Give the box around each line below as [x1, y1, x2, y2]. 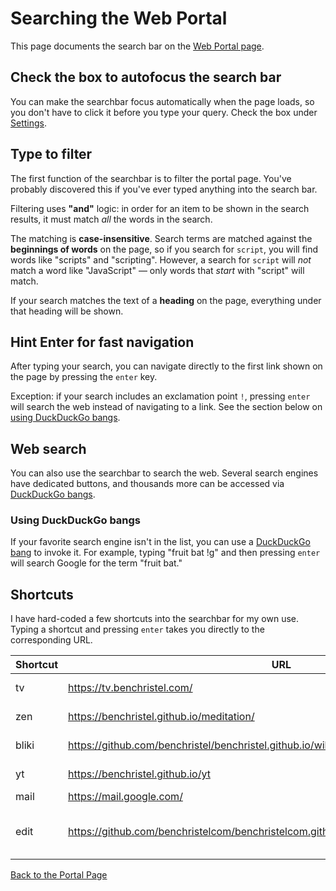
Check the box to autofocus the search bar [10, 69, 282, 86]
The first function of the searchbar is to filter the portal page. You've [10, 172, 292, 184]
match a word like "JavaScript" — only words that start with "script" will [10, 264, 305, 276]
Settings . [10, 117, 47, 129]
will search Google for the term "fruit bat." [10, 557, 183, 569]
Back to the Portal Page [10, 869, 108, 881]
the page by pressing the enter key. [10, 371, 158, 383]
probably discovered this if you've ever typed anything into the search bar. [10, 183, 318, 195]
